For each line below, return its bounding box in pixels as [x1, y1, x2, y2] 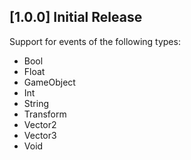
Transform [23, 108, 67, 120]
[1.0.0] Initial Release [9, 9, 143, 26]
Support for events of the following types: [9, 35, 181, 47]
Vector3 [23, 129, 57, 141]
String [23, 97, 50, 109]
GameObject [23, 76, 76, 88]
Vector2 [23, 118, 57, 130]
